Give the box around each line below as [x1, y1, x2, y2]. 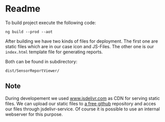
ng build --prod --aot [5, 29, 53, 34]
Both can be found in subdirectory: [5, 58, 77, 64]
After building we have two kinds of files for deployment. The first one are [5, 38, 158, 44]
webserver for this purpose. [5, 111, 63, 117]
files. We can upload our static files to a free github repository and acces [5, 100, 156, 106]
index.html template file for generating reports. [5, 49, 103, 55]
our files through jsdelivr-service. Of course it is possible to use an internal [5, 106, 160, 112]
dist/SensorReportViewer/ [5, 68, 59, 73]
